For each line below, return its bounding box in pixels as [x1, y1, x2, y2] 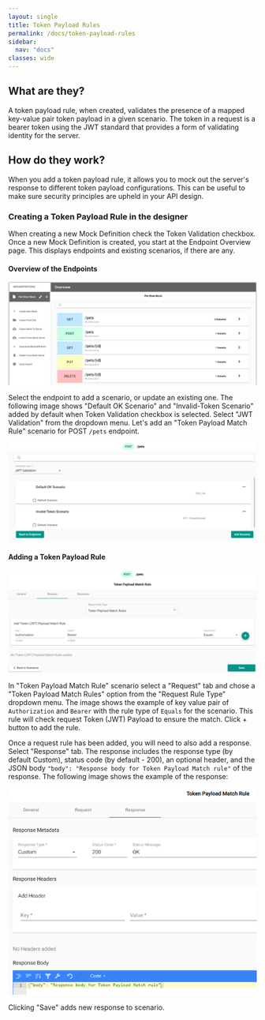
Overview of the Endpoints [8, 264, 98, 273]
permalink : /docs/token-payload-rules [8, 29, 136, 37]
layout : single [8, 13, 58, 21]
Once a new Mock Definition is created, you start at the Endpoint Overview [8, 237, 251, 246]
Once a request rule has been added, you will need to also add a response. [8, 738, 252, 748]
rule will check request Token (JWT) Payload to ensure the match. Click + [8, 714, 248, 724]
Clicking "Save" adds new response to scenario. [8, 1003, 165, 1012]
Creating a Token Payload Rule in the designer [8, 211, 188, 222]
